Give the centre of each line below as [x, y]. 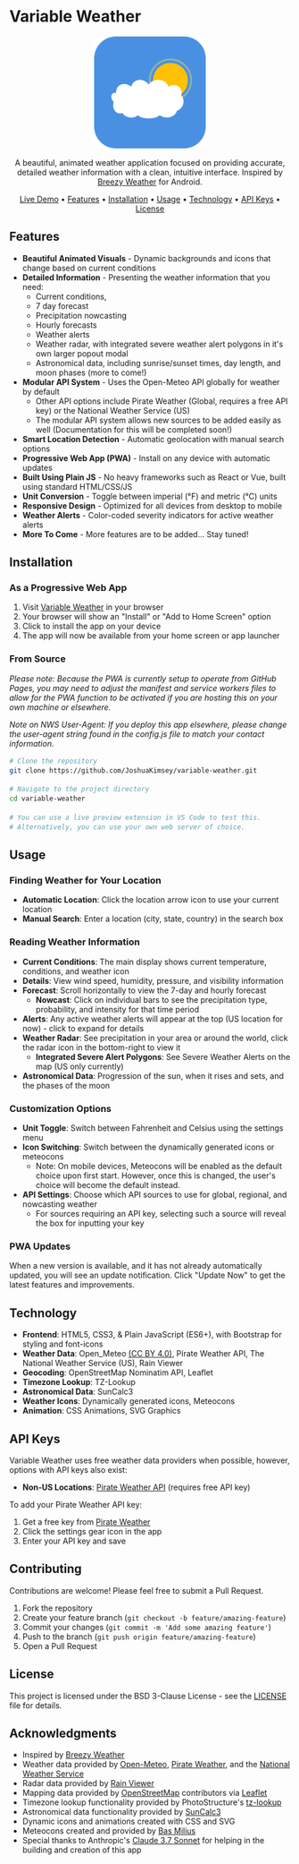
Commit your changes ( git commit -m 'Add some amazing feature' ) [147, 1627]
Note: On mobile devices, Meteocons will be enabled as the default [159, 1167]
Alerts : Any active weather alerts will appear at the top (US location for [153, 1019]
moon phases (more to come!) [91, 372]
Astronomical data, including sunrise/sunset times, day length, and [158, 363]
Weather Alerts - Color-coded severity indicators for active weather [148, 515]
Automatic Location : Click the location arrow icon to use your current [150, 900]
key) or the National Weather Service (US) [112, 410]
